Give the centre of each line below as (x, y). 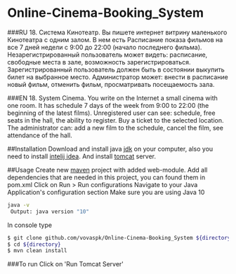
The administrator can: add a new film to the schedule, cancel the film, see (115, 128)
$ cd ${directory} (34, 244)
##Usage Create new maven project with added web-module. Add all (107, 170)
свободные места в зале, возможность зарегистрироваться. (99, 62)
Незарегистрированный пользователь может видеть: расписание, (107, 55)
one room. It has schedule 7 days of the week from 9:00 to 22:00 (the (108, 105)
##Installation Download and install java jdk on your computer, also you (110, 149)
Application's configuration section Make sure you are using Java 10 (106, 192)
